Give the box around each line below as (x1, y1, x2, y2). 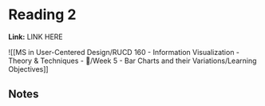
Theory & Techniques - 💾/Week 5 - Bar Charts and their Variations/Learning (8, 56, 257, 65)
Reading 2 (8, 6, 77, 24)
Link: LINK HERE (8, 32, 63, 41)
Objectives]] (8, 64, 49, 73)
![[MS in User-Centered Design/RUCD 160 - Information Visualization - (8, 47, 240, 57)
